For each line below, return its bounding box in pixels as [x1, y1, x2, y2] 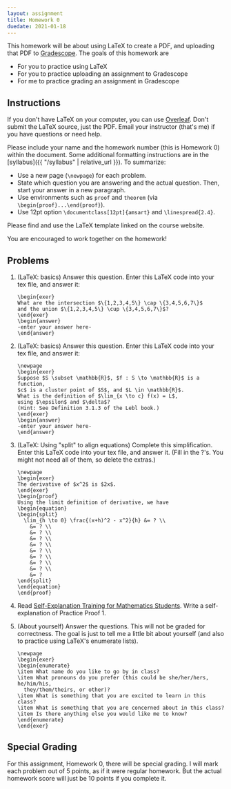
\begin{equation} [17, 505, 68, 512]
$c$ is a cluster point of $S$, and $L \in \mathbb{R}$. [17, 387, 185, 393]
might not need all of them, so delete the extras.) [17, 455, 156, 464]
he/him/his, [17, 680, 52, 687]
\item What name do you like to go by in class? [17, 668, 160, 675]
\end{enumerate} [17, 717, 64, 724]
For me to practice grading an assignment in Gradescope [17, 77, 180, 85]
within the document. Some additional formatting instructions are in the [7, 151, 209, 159]
